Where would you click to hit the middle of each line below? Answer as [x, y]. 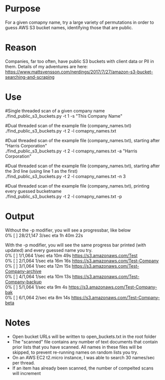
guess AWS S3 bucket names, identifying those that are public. [69, 27]
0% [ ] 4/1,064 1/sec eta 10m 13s [38, 276]
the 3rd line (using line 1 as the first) [41, 171]
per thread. [24, 363]
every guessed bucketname [33, 191]
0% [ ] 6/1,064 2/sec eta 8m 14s [38, 297]
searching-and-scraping [30, 77]
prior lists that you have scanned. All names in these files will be [77, 347]
